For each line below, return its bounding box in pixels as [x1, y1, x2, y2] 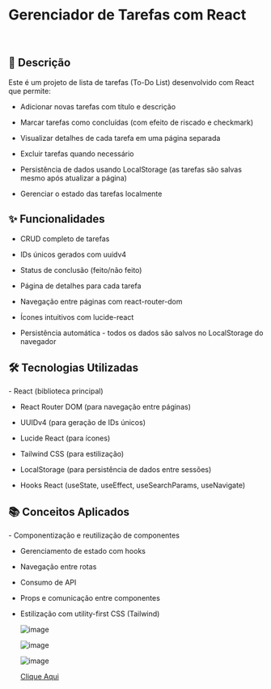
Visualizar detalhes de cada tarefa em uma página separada [19, 133, 221, 142]
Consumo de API [19, 577, 77, 588]
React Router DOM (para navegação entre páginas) [19, 402, 192, 412]
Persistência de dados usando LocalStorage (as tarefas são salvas [19, 164, 243, 174]
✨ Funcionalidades [8, 212, 105, 226]
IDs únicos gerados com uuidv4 [19, 249, 127, 259]
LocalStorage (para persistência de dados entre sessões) [19, 465, 212, 474]
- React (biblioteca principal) [8, 386, 104, 396]
